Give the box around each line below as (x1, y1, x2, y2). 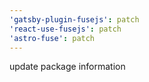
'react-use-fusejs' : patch (9, 24, 122, 34)
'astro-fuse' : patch (9, 33, 96, 43)
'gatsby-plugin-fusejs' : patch (9, 14, 140, 25)
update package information (9, 61, 126, 73)
